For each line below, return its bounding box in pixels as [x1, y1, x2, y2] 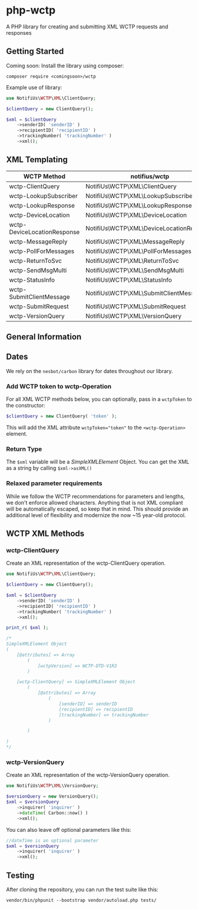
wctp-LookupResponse [9, 201, 75, 209]
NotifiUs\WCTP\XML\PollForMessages [85, 247, 192, 255]
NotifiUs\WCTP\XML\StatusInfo [85, 275, 172, 284]
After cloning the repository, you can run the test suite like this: [6, 885, 159, 893]
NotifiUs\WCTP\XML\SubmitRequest [85, 302, 186, 310]
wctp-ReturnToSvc [9, 256, 62, 265]
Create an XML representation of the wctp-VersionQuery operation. [6, 772, 170, 779]
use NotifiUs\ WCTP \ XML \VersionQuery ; [6, 783, 99, 789]
